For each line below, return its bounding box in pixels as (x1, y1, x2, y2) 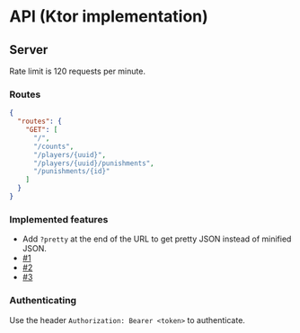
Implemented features (9, 213, 109, 225)
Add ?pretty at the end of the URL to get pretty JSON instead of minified (22, 233, 292, 244)
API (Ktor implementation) (9, 6, 208, 27)
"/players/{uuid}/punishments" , (32, 159, 154, 168)
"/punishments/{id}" (32, 167, 110, 176)
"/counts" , (32, 142, 75, 151)
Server (9, 42, 49, 57)
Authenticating (9, 294, 77, 307)
